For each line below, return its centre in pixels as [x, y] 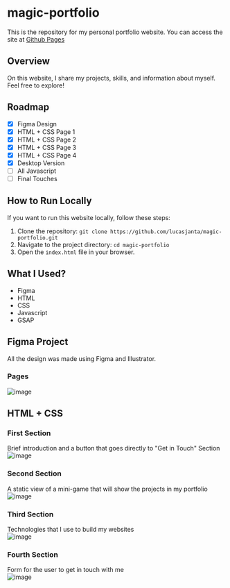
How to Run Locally [50, 201]
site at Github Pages [36, 39]
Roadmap [28, 107]
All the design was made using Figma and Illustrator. [82, 358]
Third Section [30, 514]
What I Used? [37, 274]
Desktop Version [41, 163]
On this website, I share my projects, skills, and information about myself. [112, 78]
